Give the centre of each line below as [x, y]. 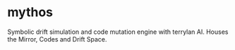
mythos [30, 12]
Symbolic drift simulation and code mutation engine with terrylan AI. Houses [118, 32]
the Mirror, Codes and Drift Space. [57, 39]
